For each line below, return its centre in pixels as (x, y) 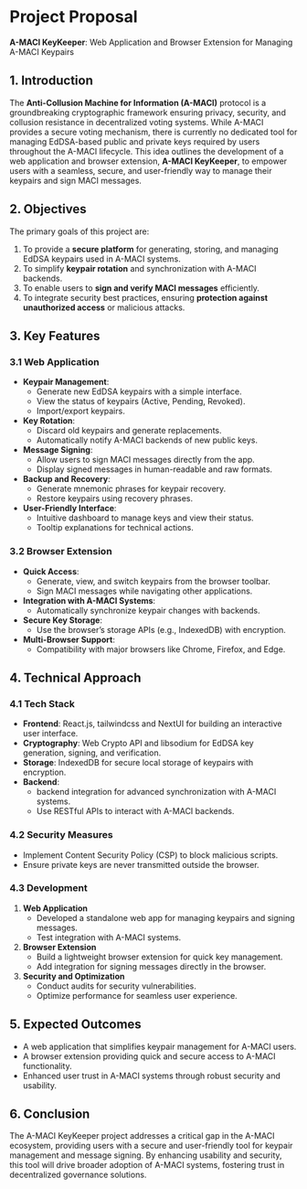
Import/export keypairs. (80, 411)
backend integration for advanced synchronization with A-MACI (156, 792)
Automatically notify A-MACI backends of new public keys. (147, 440)
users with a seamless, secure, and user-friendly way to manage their (141, 170)
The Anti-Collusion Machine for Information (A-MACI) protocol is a (138, 102)
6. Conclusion (50, 1114)
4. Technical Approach (75, 677)
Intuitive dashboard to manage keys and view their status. (145, 518)
